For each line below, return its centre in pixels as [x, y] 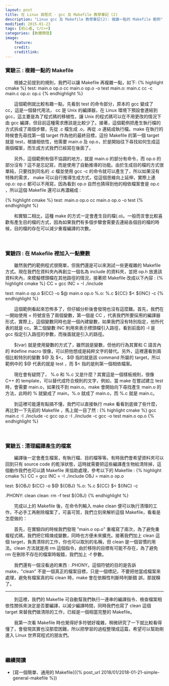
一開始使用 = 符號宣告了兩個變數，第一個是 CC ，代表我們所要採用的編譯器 [83, 316]
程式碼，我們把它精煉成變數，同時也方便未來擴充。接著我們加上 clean [82, 536]
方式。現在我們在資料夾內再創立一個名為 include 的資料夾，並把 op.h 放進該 [84, 272]
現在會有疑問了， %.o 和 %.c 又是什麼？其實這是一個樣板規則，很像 [84, 374]
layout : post [19, 10]
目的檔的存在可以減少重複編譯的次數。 [54, 228]
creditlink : [27, 52]
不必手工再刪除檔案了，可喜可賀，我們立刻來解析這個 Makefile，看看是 [87, 512]
